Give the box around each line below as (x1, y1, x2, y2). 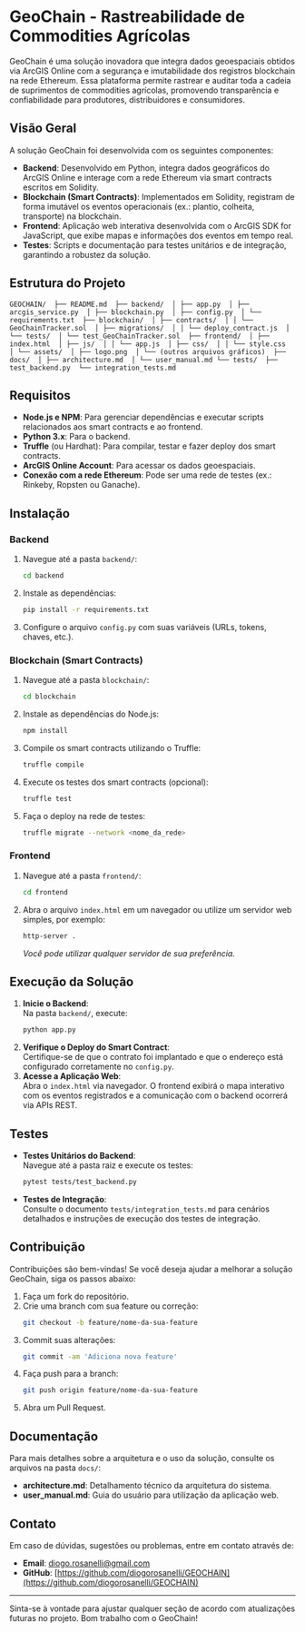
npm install (22, 726, 68, 735)
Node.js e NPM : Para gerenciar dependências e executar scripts (22, 411, 265, 423)
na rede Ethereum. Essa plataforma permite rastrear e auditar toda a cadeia (9, 74, 291, 85)
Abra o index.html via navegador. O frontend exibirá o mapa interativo (22, 1081, 285, 1092)
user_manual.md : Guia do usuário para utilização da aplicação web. (22, 1489, 280, 1500)
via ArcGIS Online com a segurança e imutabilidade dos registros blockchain (9, 65, 296, 76)
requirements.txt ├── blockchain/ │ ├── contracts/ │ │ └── (9, 315, 254, 324)
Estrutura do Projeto (9, 275, 126, 292)
